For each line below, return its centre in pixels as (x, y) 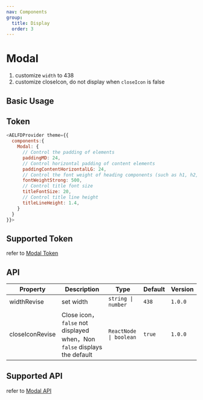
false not (75, 323)
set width (75, 302)
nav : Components (27, 12)
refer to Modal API (29, 390)
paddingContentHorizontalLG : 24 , (64, 169)
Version (182, 289)
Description (82, 289)
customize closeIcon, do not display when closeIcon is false (90, 82)
